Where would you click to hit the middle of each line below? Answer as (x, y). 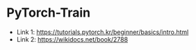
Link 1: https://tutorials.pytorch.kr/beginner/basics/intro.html (103, 32)
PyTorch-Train (49, 13)
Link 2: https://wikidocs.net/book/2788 (72, 39)
